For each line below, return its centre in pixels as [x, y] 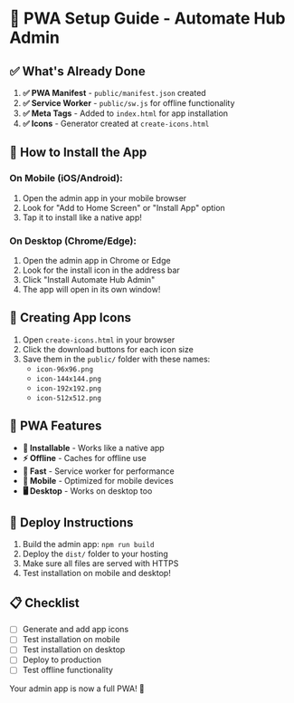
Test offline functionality [67, 670]
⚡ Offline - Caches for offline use [84, 457]
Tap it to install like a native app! [82, 217]
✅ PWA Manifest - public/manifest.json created [114, 93]
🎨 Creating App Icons [71, 318]
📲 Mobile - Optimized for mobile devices [98, 480]
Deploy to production [62, 660]
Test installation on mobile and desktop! [97, 573]
